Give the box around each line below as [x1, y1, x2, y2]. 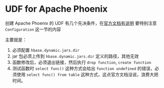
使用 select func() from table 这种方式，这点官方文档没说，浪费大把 [16, 71, 159, 77]
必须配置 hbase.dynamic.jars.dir [12, 47, 80, 53]
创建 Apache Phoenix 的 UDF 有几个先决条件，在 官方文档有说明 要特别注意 [5, 20, 157, 26]
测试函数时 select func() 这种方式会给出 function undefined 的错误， [12, 65, 155, 71]
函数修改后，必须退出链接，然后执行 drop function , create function [12, 59, 152, 65]
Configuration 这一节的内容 [5, 26, 62, 32]
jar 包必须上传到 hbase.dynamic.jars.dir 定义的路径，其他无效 [12, 53, 139, 59]
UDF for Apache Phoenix [5, 3, 108, 15]
